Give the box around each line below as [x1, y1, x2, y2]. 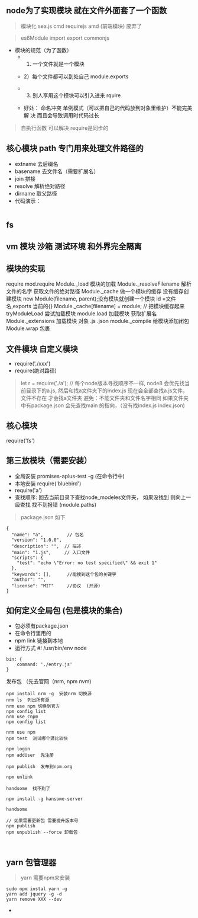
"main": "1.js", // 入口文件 [11, 549, 90, 555]
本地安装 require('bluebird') [14, 479, 82, 487]
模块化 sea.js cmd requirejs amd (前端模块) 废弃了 [20, 23, 142, 30]
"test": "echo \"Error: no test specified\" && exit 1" [17, 559, 158, 566]
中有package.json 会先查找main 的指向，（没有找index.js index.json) [20, 402, 185, 409]
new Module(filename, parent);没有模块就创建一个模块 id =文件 [22, 295, 176, 302]
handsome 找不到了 [6, 786, 51, 792]
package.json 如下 [20, 513, 66, 520]
